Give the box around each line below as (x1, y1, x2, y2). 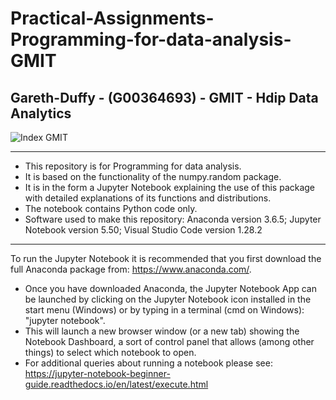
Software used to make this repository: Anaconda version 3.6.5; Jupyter (24, 213, 322, 225)
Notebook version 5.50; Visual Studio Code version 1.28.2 (24, 224, 263, 236)
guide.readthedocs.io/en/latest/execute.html (24, 378, 209, 390)
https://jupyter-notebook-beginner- (24, 368, 171, 379)
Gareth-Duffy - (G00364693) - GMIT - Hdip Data (10, 89, 319, 106)
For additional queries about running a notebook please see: (24, 357, 273, 369)
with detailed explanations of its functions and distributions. (24, 192, 272, 204)
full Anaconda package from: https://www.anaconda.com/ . (10, 263, 252, 275)
